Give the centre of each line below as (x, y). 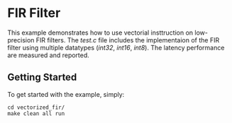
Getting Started (42, 77)
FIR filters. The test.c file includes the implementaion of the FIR (128, 40)
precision (21, 40)
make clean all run (36, 113)
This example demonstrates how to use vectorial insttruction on (100, 33)
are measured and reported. (49, 55)
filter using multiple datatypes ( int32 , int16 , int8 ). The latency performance (116, 47)
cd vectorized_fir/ (36, 107)
